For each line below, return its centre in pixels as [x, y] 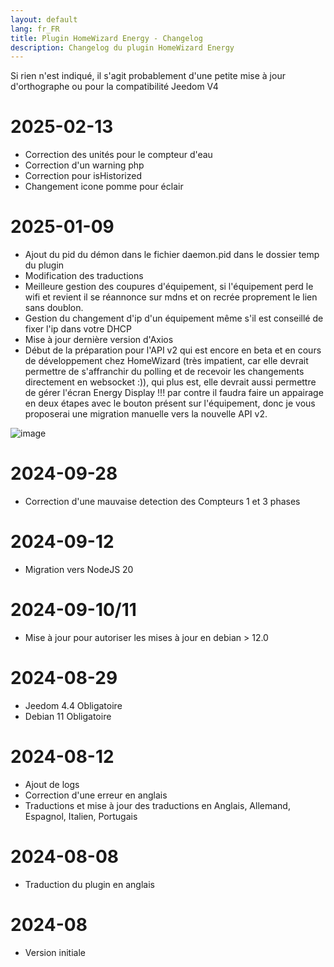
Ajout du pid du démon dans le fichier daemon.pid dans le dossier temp [172, 255]
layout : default [44, 19]
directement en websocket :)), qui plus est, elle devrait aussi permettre [170, 382]
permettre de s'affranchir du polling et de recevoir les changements [164, 372]
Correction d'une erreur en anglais [96, 795]
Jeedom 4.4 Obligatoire [73, 705]
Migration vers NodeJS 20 [79, 569]
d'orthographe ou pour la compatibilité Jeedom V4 [114, 87]
